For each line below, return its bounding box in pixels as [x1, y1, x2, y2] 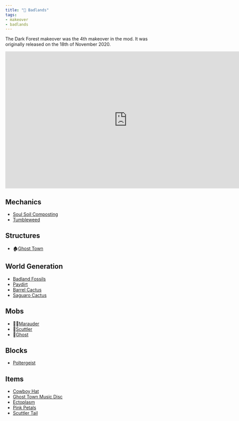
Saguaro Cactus [12, 292, 47, 298]
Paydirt [12, 281, 28, 287]
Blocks [5, 346, 28, 355]
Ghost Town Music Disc [12, 394, 63, 400]
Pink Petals [12, 405, 37, 411]
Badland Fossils [12, 276, 46, 282]
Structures [5, 231, 40, 240]
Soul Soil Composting [12, 211, 58, 218]
